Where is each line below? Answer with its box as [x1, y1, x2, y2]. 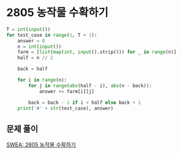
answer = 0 [17, 37, 45, 44]
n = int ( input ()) [17, 44, 62, 50]
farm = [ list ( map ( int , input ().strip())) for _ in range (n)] [17, 49, 176, 55]
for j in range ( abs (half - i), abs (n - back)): [28, 82, 152, 89]
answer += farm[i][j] [39, 88, 95, 94]
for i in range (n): [17, 77, 67, 83]
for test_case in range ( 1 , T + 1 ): [6, 32, 97, 38]
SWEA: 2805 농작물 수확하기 [6, 141, 77, 148]
